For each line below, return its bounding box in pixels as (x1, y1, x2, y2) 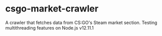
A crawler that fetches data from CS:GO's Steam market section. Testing (5, 19, 157, 25)
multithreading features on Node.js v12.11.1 (5, 24, 94, 30)
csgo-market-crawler (5, 3, 99, 14)
